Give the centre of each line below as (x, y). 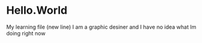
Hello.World (37, 10)
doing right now (26, 33)
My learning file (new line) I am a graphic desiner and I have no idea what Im (101, 27)
